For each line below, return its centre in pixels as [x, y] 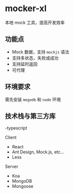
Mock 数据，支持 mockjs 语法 [41, 52]
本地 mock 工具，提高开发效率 [35, 22]
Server [12, 167]
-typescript [16, 128]
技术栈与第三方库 [30, 116]
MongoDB [22, 181]
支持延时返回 [25, 64]
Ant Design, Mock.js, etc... [38, 152]
